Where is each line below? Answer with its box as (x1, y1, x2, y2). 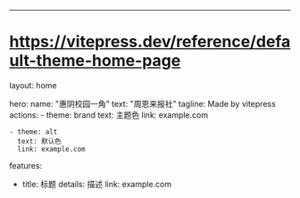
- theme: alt (9, 127, 58, 136)
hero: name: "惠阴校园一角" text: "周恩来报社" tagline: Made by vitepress (9, 98, 277, 109)
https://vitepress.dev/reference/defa (9, 32, 291, 52)
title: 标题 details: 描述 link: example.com (21, 178, 172, 189)
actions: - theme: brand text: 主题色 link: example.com (9, 109, 208, 120)
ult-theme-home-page (9, 51, 181, 71)
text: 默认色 (17, 136, 62, 145)
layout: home (9, 79, 57, 90)
